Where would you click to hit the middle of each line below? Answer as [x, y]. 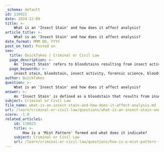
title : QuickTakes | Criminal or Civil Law [54, 55]
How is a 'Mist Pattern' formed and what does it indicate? [85, 133]
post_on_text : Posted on [30, 46]
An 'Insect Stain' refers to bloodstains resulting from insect [81, 64]
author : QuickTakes [25, 78]
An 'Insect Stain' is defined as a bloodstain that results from [82, 96]
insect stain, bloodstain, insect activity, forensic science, [80, 74]
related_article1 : [24, 119]
